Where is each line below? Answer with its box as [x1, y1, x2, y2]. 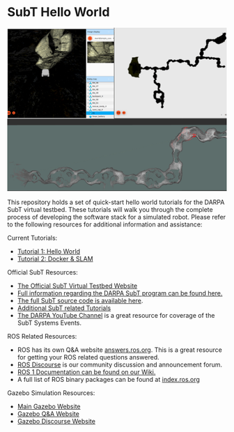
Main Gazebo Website [17, 402, 81, 410]
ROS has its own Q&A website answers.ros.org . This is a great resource [17, 346, 223, 354]
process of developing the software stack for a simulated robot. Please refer [7, 213, 226, 221]
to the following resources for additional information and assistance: [7, 220, 203, 229]
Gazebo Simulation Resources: [7, 388, 95, 397]
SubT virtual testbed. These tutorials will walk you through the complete [7, 205, 214, 213]
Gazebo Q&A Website [17, 409, 80, 418]
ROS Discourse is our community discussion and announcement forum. [17, 360, 223, 369]
